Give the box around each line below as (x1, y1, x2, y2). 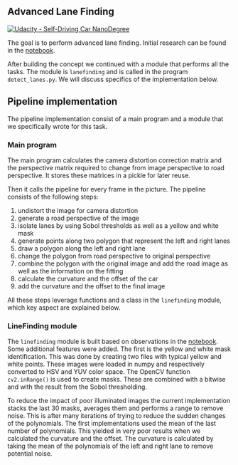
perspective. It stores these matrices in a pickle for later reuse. (7, 171, 190, 179)
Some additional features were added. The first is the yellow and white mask (7, 345, 231, 353)
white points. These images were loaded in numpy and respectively (7, 360, 205, 369)
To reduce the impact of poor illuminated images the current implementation (7, 397, 231, 405)
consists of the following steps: (7, 192, 99, 201)
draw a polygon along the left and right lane (17, 244, 146, 252)
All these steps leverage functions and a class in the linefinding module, (7, 296, 222, 304)
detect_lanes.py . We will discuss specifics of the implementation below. (7, 75, 219, 83)
